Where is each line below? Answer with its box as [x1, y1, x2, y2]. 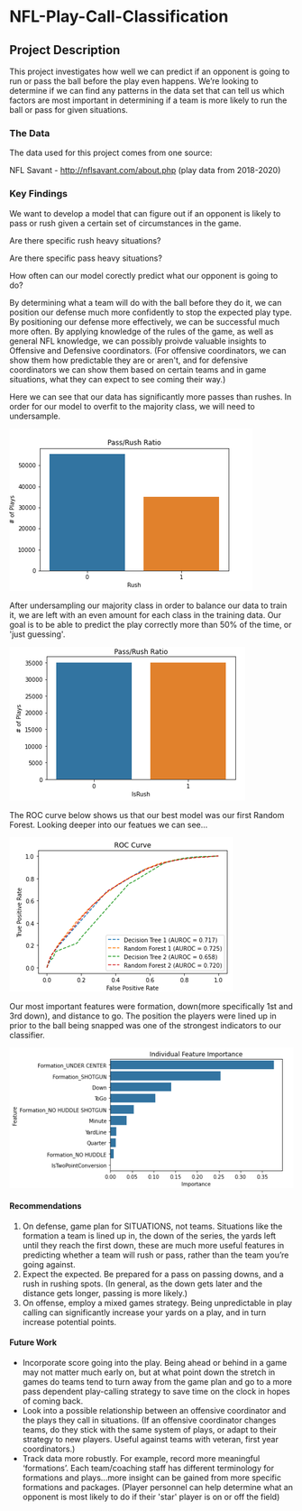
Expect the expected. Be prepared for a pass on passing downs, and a [22, 1268, 284, 1279]
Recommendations [9, 1200, 82, 1211]
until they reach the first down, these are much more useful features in [22, 1239, 285, 1250]
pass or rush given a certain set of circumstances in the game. [9, 217, 242, 228]
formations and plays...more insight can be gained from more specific [22, 1472, 282, 1483]
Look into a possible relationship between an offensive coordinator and [22, 1405, 287, 1415]
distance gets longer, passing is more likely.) [22, 1287, 188, 1298]
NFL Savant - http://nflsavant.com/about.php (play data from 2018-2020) [9, 165, 281, 176]
